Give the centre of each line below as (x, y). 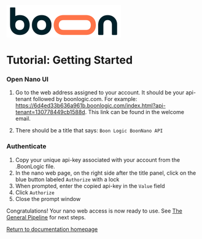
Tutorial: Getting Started (70, 60)
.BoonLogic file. (35, 166)
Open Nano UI (28, 80)
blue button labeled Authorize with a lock (67, 179)
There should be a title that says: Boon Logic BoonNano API (89, 131)
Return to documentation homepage (52, 229)
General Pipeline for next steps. (46, 217)
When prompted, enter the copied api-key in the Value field (90, 186)
